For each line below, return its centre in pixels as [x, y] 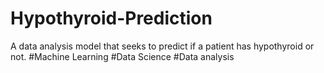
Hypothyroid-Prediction [111, 18]
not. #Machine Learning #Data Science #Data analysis [122, 56]
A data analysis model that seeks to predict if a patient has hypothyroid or [162, 46]
